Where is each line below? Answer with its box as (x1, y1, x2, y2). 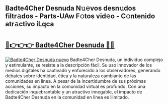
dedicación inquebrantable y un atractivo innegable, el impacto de (5, 89, 142, 95)
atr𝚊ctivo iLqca (5, 20, 54, 28)
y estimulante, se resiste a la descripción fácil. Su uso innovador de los (5, 62, 152, 68)
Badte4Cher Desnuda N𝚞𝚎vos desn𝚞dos (5, 4, 136, 13)
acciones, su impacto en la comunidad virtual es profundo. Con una (5, 83, 146, 89)
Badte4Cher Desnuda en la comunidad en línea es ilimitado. (5, 94, 129, 100)
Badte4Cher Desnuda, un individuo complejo (70, 57, 163, 63)
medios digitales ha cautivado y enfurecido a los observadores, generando (5, 68, 161, 73)
